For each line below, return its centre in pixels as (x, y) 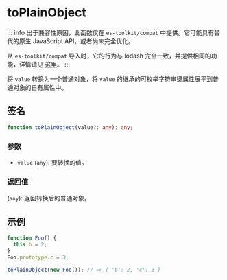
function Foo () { (32, 238)
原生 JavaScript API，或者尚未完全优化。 (77, 41)
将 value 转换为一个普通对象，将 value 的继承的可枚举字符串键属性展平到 (110, 79)
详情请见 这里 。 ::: (44, 64)
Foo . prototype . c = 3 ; (38, 257)
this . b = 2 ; (31, 244)
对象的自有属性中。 (40, 87)
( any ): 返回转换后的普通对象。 (49, 198)
